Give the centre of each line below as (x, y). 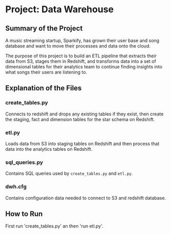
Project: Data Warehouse (60, 9)
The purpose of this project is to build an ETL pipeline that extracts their (81, 56)
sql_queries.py (24, 162)
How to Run (24, 214)
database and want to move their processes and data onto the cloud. (78, 46)
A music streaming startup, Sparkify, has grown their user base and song (82, 40)
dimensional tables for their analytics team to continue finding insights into (84, 67)
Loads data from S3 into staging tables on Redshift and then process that (82, 144)
